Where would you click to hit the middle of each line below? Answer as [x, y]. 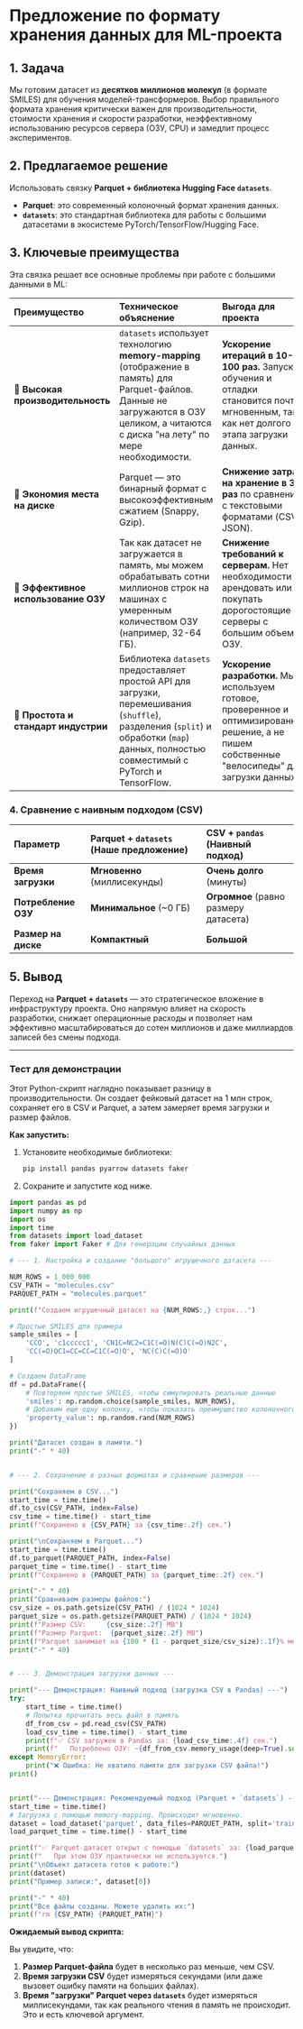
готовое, [241, 698]
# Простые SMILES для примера [66, 1327]
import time [32, 1227]
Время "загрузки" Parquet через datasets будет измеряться [140, 1996]
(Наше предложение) [139, 849]
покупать [243, 599]
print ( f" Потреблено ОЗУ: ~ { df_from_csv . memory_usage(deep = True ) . [157, 1749]
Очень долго [235, 870]
